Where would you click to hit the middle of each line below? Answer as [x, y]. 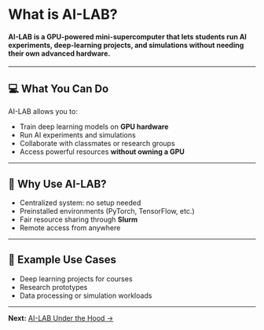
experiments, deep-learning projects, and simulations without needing [126, 45]
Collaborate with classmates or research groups [97, 144]
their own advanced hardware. [59, 53]
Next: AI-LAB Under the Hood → [61, 318]
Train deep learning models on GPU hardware [94, 126]
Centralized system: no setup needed [80, 203]
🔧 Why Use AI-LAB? [58, 183]
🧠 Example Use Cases [62, 260]
